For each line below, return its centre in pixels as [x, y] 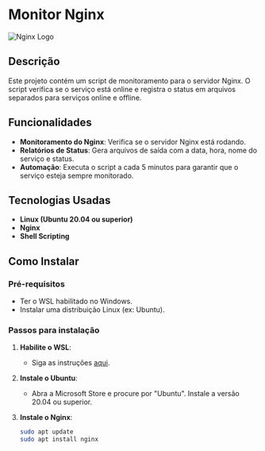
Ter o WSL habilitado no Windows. [76, 301]
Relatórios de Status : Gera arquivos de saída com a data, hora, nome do [138, 150]
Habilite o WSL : [45, 348]
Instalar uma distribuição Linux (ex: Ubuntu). [92, 310]
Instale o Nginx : [46, 418]
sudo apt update [46, 432]
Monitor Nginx [56, 15]
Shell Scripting [44, 237]
